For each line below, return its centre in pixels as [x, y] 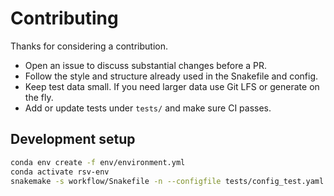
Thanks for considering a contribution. [89, 46]
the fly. [39, 97]
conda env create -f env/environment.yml [98, 162]
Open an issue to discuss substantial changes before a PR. [146, 65]
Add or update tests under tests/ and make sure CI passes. [148, 108]
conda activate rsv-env [60, 172]
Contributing [64, 18]
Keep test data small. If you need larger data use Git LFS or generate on [172, 86]
